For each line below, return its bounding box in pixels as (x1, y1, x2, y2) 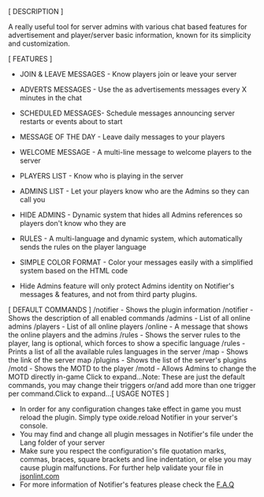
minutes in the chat (19, 93, 83, 102)
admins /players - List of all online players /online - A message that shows (8, 322, 248, 331)
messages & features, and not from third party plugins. (19, 290, 198, 299)
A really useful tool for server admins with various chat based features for (8, 22, 247, 31)
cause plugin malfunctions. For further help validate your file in (19, 463, 224, 473)
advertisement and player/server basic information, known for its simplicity (8, 31, 251, 40)
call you (19, 195, 46, 204)
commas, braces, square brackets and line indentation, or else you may (19, 454, 252, 464)
